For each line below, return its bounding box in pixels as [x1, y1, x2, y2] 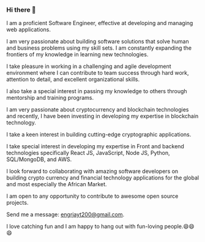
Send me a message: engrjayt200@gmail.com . [6, 211, 125, 218]
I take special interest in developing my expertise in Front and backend [6, 143, 185, 150]
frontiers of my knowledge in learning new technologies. [6, 51, 149, 58]
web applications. [6, 26, 51, 33]
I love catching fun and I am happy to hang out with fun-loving [6, 223, 163, 230]
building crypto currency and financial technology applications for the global [6, 174, 199, 181]
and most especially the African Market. [6, 181, 107, 188]
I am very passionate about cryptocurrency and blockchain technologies [6, 106, 189, 113]
